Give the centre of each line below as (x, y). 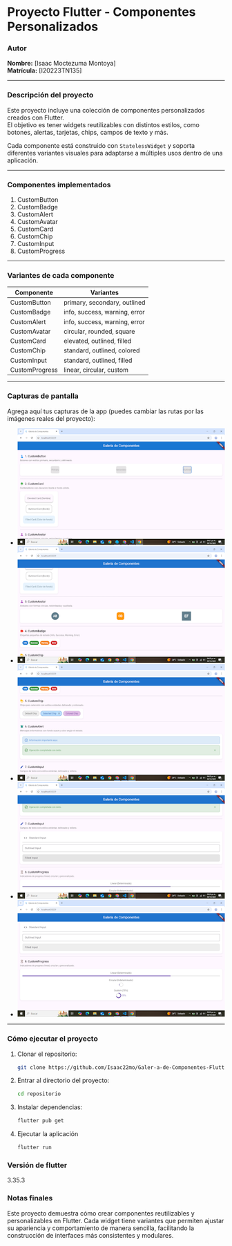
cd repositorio (39, 1094)
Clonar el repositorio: (47, 1054)
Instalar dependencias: (50, 1107)
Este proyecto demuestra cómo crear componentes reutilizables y (101, 1213)
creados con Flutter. (36, 117)
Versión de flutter (37, 1165)
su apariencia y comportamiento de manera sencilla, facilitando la (101, 1228)
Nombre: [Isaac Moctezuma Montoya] (61, 64)
